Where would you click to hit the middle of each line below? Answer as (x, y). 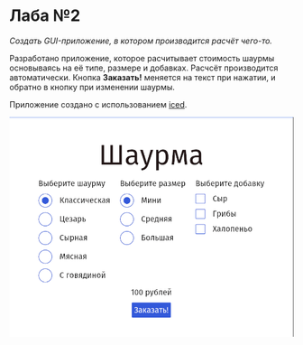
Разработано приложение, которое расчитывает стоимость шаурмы (142, 58)
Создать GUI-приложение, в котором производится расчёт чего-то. (141, 41)
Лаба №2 (45, 16)
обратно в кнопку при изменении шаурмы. (92, 87)
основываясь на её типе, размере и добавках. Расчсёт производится (144, 68)
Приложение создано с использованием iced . (98, 104)
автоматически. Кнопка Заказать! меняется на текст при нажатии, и (143, 77)
